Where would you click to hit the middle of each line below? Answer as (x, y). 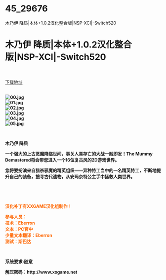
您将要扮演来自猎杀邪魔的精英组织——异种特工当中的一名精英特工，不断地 (81, 170)
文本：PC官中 (19, 229)
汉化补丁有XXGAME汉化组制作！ (39, 206)
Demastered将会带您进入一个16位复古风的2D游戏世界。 (62, 160)
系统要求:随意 (19, 261)
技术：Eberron (20, 223)
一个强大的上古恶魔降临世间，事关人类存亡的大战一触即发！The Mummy (79, 154)
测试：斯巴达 (18, 241)
